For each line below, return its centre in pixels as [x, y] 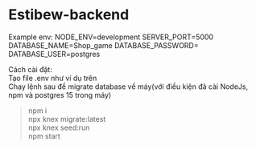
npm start [44, 136]
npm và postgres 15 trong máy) [60, 95]
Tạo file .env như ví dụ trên [53, 78]
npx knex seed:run [59, 127]
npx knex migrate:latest [67, 119]
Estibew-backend [69, 15]
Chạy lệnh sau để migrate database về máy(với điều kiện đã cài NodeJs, [128, 87]
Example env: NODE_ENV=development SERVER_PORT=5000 [111, 37]
